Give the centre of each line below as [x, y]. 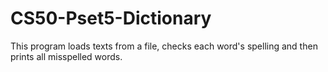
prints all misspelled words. [66, 56]
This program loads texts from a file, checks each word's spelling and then [164, 46]
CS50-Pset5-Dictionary [111, 18]
